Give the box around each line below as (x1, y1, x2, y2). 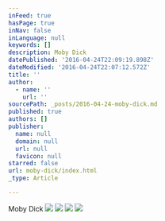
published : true (8, 108, 62, 116)
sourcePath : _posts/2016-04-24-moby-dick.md (8, 100, 158, 108)
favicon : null (15, 152, 62, 160)
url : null (15, 145, 48, 153)
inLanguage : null (8, 33, 66, 42)
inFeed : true (8, 11, 52, 20)
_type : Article (8, 174, 59, 183)
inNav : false (8, 26, 52, 34)
